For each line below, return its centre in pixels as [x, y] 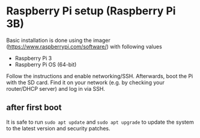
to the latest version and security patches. [58, 128]
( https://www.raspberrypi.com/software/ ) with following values [84, 47]
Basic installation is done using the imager [58, 40]
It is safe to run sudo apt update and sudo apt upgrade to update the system [100, 122]
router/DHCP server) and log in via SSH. [56, 88]
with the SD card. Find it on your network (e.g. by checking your [86, 82]
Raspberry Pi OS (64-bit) [46, 65]
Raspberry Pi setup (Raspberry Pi [91, 11]
